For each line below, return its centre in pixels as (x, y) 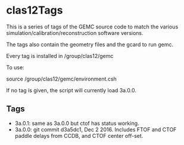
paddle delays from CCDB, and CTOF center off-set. (79, 136)
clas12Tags (35, 10)
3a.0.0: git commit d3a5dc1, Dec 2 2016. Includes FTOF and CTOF (96, 129)
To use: (15, 67)
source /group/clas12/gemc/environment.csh (62, 79)
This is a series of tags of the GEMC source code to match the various (92, 27)
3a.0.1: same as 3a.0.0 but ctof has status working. (77, 123)
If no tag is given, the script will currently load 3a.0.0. (71, 90)
